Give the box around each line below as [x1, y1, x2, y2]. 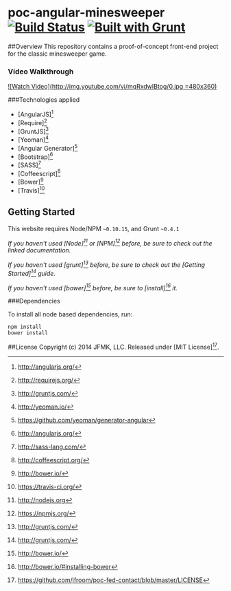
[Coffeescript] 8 [17, 168, 61, 178]
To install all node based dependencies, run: [8, 310, 133, 319]
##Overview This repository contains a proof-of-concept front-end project [8, 42, 219, 50]
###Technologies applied [8, 96, 80, 104]
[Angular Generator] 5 [17, 142, 78, 152]
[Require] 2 [17, 117, 47, 127]
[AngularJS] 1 [17, 109, 54, 118]
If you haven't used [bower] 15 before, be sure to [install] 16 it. [8, 282, 178, 292]
